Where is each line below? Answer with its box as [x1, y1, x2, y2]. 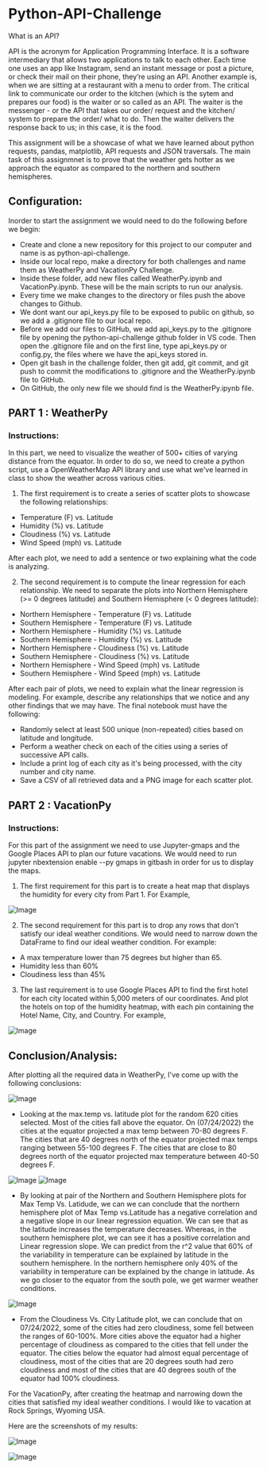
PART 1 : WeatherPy [8, 406, 109, 420]
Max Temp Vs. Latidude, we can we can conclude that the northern [19, 1199, 240, 1208]
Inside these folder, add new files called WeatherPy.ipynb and [19, 273, 222, 283]
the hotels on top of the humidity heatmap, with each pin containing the [19, 1002, 254, 1012]
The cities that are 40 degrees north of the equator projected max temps [19, 1134, 258, 1144]
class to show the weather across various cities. [8, 474, 165, 483]
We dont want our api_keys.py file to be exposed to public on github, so [19, 307, 255, 316]
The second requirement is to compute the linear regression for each [19, 577, 246, 587]
